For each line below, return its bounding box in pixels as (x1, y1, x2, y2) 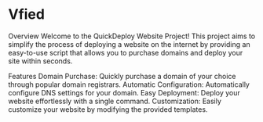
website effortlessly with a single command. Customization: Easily (8, 96, 222, 106)
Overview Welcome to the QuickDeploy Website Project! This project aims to (8, 31, 256, 41)
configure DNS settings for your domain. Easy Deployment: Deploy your (8, 88, 241, 97)
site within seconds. (8, 56, 73, 66)
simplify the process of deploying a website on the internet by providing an (8, 39, 250, 48)
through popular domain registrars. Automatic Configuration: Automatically (8, 80, 250, 89)
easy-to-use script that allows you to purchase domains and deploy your (8, 48, 243, 57)
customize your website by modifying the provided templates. (8, 104, 208, 114)
